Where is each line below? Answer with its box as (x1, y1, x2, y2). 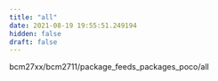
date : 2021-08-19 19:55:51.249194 (9, 21, 138, 30)
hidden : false (9, 29, 62, 38)
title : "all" (9, 12, 58, 22)
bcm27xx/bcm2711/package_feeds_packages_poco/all (9, 62, 209, 72)
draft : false (9, 37, 58, 47)
